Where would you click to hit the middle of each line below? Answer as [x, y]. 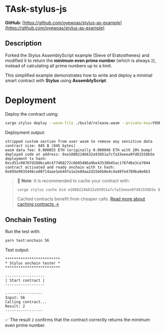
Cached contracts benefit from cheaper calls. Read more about [81, 199]
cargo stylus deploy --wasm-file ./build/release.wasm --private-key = [79, 123]
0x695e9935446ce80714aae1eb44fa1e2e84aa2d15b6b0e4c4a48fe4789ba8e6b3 [78, 171]
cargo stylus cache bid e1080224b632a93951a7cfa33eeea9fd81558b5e [86, 190]
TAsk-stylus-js [36, 9]
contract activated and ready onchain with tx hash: [60, 167]
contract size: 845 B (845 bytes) [41, 146]
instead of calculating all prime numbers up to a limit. [59, 65]
